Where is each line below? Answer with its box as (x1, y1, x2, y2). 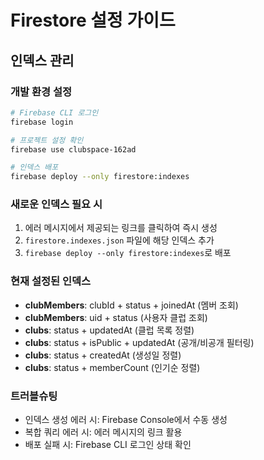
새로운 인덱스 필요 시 (10, 197, 103, 211)
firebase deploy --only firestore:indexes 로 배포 (24, 247, 232, 259)
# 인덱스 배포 (10, 162, 59, 173)
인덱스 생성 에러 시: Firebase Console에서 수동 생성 (24, 414, 228, 426)
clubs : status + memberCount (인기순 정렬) (24, 361, 201, 373)
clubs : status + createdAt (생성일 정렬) (24, 349, 182, 361)
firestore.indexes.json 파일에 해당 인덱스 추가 (24, 234, 215, 246)
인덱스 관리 (10, 52, 75, 69)
